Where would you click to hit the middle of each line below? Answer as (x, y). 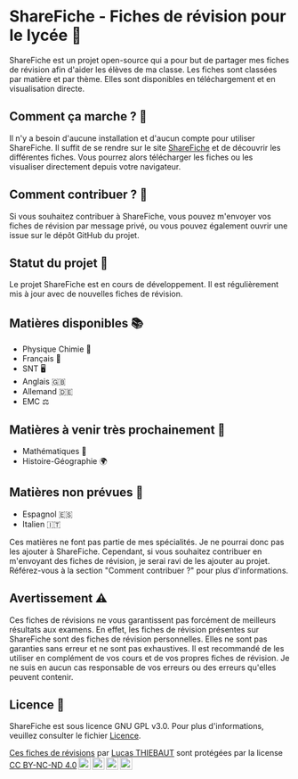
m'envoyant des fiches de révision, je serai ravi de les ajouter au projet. (140, 560)
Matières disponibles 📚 (77, 323)
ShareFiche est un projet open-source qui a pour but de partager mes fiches (149, 60)
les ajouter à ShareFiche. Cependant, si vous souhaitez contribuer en (136, 551)
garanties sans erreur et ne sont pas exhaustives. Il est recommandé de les (147, 648)
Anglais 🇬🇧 (44, 382)
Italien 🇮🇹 (41, 524)
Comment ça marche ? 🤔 (78, 116)
